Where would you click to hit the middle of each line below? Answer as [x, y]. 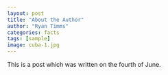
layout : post [26, 13]
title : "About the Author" [46, 20]
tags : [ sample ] [29, 39]
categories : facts [33, 32]
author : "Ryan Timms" [38, 26]
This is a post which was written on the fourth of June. [84, 64]
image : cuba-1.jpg [33, 45]
